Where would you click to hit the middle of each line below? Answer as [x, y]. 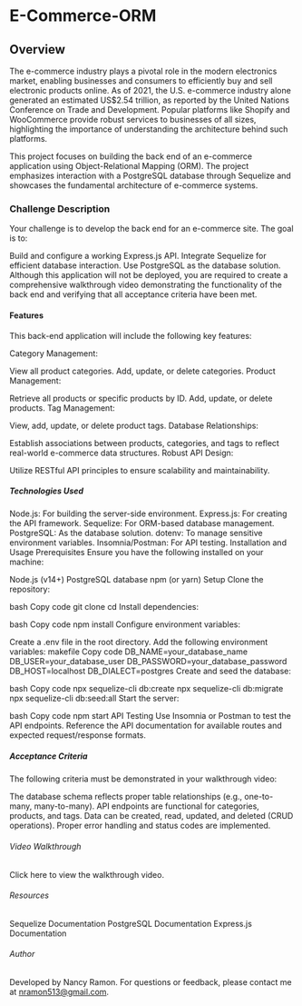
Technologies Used [47, 491]
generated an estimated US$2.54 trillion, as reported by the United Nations [150, 100]
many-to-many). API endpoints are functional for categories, [147, 806]
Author [22, 954]
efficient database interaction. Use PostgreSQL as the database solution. [145, 265]
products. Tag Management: [62, 408]
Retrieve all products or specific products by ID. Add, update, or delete [141, 398]
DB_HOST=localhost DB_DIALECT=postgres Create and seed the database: [151, 671]
